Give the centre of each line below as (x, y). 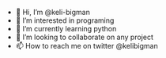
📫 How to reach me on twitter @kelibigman (87, 46)
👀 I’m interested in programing (65, 20)
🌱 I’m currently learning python (66, 29)
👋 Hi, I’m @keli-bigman (53, 12)
